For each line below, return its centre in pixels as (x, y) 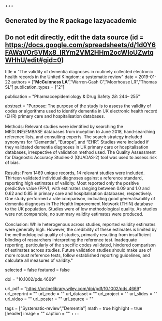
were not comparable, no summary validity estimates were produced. (74, 214)
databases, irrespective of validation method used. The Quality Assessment (81, 152)
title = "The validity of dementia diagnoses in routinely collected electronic (79, 72)
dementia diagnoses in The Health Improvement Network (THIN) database (79, 204)
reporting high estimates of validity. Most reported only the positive (72, 183)
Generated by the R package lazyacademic (71, 21)
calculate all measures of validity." (39, 260)
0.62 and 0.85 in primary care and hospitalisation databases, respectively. (79, 193)
